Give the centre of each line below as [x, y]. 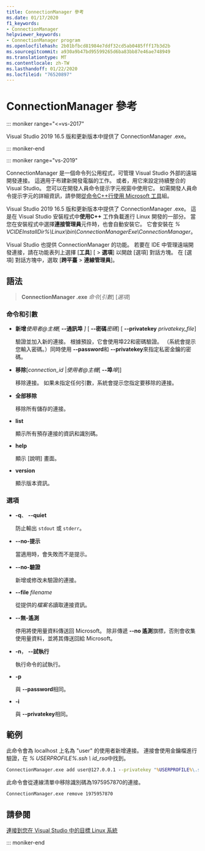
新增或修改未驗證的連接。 [47, 580]
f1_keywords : [23, 23]
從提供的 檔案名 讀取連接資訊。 [52, 604]
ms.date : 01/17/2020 [33, 18]
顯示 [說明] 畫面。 [37, 458]
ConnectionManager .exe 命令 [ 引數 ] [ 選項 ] [76, 297]
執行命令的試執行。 [39, 664]
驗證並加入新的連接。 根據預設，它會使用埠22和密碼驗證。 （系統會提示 [106, 342]
